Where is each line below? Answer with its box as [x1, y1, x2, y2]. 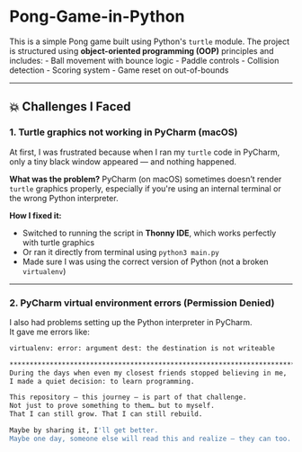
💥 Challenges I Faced [9, 99, 132, 114]
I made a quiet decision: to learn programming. [9, 377, 195, 386]
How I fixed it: [9, 209, 62, 221]
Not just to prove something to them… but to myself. [9, 402, 216, 411]
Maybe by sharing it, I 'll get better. [9, 426, 159, 435]
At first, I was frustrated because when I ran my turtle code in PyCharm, [9, 146, 280, 157]
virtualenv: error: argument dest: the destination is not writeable [9, 343, 276, 352]
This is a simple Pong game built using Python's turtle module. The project [9, 36, 290, 47]
